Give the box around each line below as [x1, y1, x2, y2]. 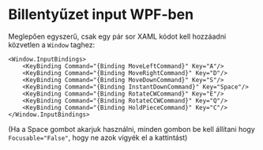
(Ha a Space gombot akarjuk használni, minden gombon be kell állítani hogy [8, 124, 255, 133]
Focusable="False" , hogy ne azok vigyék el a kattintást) [8, 133, 188, 142]
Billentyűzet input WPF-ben [8, 6, 194, 24]
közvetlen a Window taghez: [8, 39, 96, 49]
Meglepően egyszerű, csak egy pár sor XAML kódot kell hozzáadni [8, 32, 227, 41]
